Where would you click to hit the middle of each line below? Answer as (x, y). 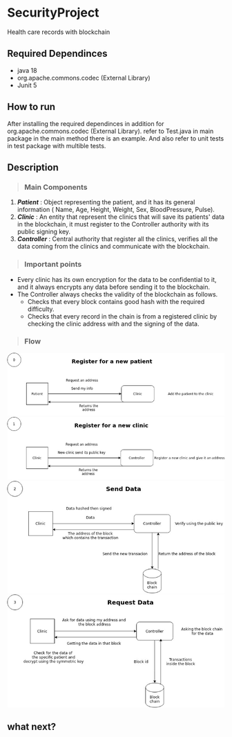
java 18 (27, 70)
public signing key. (44, 232)
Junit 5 (27, 85)
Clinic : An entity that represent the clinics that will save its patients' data (121, 217)
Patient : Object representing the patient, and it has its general (106, 202)
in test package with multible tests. (57, 145)
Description (33, 167)
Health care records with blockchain (59, 32)
